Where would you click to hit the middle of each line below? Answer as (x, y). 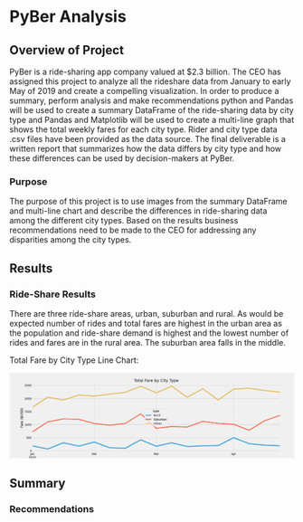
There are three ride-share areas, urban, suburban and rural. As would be (147, 313)
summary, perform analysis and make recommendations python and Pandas (151, 100)
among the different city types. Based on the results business (124, 221)
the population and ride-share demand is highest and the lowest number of (149, 333)
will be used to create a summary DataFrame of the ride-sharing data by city (151, 110)
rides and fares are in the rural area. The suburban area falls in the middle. (148, 342)
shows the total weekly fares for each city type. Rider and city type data (143, 129)
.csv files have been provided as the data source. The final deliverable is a (148, 139)
